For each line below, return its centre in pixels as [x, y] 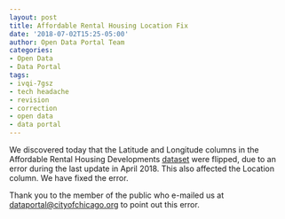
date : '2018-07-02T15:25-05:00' [69, 34]
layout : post [33, 17]
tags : [19, 75]
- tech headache [39, 91]
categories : [31, 51]
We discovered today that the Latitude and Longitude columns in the [134, 150]
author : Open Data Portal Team [67, 42]
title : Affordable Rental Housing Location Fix [99, 26]
